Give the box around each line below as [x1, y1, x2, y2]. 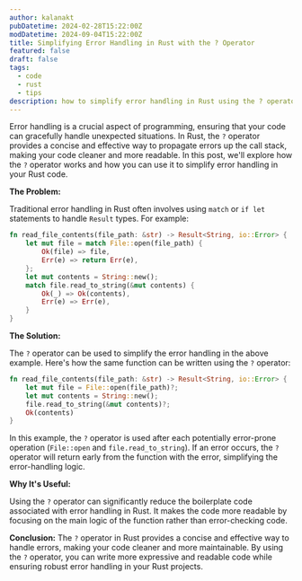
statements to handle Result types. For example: [9, 213, 190, 224]
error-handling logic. [9, 462, 85, 472]
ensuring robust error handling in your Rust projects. [9, 561, 204, 572]
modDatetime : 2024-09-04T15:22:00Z [9, 30, 143, 39]
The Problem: [9, 186, 61, 198]
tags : [9, 64, 30, 73]
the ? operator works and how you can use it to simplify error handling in [9, 159, 279, 171]
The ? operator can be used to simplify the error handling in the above [9, 348, 269, 358]
